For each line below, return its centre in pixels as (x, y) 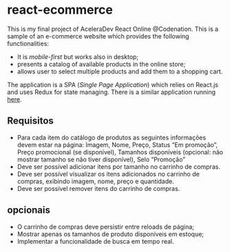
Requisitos (30, 121)
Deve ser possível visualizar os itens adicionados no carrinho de (108, 174)
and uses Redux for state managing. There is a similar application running (111, 92)
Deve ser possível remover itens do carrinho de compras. (98, 188)
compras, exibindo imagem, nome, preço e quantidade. (95, 181)
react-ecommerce (60, 10)
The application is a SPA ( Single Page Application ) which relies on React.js (113, 84)
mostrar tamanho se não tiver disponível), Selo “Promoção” (101, 159)
